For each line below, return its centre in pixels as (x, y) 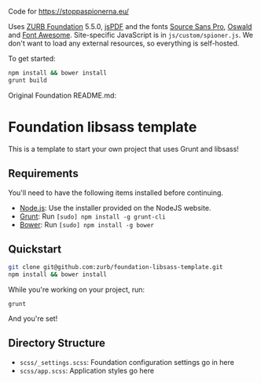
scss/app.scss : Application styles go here (87, 370)
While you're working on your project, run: (77, 289)
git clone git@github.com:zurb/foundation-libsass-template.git (116, 267)
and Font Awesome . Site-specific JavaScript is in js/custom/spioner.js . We (131, 35)
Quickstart (35, 249)
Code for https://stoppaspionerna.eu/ (69, 11)
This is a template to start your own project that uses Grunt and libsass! (124, 149)
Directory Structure (57, 343)
